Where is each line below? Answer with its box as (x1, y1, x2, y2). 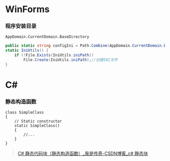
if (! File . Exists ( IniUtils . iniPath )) (14, 53, 94, 58)
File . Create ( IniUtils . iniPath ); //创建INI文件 (23, 57, 118, 63)
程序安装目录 (5, 23, 37, 30)
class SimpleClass (5, 110, 44, 115)
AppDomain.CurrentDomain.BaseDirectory (5, 34, 90, 39)
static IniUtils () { (5, 48, 49, 53)
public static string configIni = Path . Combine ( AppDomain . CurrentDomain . (5, 43, 164, 49)
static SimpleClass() (14, 123, 60, 129)
